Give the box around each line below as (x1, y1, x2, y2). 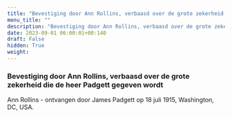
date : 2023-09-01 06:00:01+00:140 (7, 29, 107, 37)
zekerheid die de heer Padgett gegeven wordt (7, 80, 164, 90)
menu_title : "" (7, 17, 51, 23)
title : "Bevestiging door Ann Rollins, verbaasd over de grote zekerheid (7, 10, 224, 17)
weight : (7, 49, 30, 56)
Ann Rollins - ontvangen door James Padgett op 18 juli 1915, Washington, (7, 96, 214, 104)
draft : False (7, 36, 45, 43)
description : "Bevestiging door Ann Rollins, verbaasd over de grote (7, 23, 212, 30)
